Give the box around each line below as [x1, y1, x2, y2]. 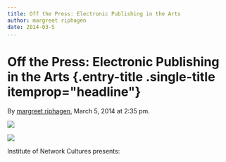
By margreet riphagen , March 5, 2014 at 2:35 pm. [7, 107, 150, 116]
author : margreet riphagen [7, 17, 87, 24]
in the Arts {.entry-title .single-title [7, 68, 216, 85]
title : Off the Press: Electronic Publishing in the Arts [7, 10, 181, 18]
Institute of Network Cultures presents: [7, 147, 120, 156]
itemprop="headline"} [7, 84, 142, 99]
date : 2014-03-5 [7, 23, 55, 30]
